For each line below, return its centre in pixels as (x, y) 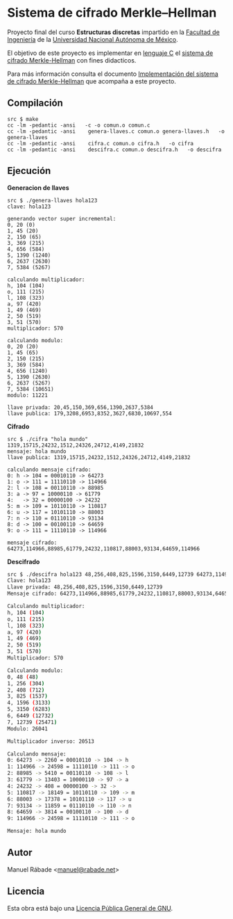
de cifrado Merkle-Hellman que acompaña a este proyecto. (92, 81)
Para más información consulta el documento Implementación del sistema (113, 74)
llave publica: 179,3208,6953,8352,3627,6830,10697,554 (89, 413)
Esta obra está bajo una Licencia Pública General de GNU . (90, 908)
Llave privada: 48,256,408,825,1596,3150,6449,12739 (85, 587)
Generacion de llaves (38, 187)
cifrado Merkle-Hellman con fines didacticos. (72, 60)
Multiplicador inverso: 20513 (51, 741)
